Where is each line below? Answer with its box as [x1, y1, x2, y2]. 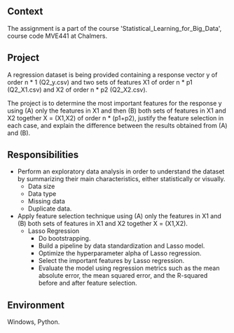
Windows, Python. [7, 318, 60, 326]
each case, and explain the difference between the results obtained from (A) [7, 121, 228, 129]
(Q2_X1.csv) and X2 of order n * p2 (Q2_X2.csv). [7, 85, 148, 94]
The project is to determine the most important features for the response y [7, 99, 222, 107]
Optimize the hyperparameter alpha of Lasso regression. [38, 249, 202, 257]
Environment [7, 299, 65, 311]
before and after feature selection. [38, 279, 138, 288]
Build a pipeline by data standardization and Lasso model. [38, 241, 205, 250]
